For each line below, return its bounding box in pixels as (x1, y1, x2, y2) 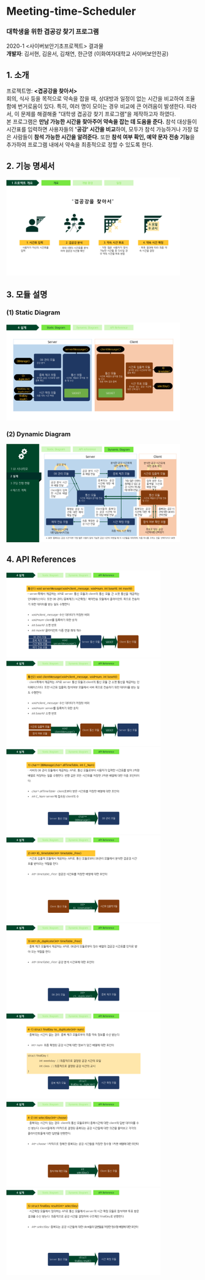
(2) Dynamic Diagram (6, 430, 71, 438)
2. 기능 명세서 (6, 161, 55, 171)
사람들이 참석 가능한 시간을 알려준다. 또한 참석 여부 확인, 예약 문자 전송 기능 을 (12, 133, 195, 141)
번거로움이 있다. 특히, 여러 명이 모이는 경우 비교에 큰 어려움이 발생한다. (17, 103, 185, 110)
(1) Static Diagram (6, 308, 61, 317)
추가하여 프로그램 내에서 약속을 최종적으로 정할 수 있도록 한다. (6, 141, 154, 149)
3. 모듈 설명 (6, 289, 48, 300)
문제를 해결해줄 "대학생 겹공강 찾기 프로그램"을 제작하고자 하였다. (20, 111, 176, 118)
